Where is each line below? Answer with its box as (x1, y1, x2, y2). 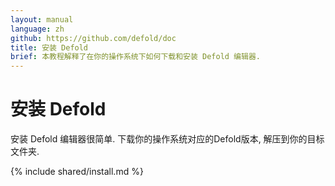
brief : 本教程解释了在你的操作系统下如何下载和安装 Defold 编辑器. (10, 52, 261, 62)
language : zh (10, 24, 65, 34)
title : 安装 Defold (10, 42, 89, 53)
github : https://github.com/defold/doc (10, 33, 177, 43)
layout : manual (10, 14, 74, 25)
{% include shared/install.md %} (10, 166, 144, 178)
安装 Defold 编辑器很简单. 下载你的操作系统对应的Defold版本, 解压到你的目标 (10, 133, 325, 145)
